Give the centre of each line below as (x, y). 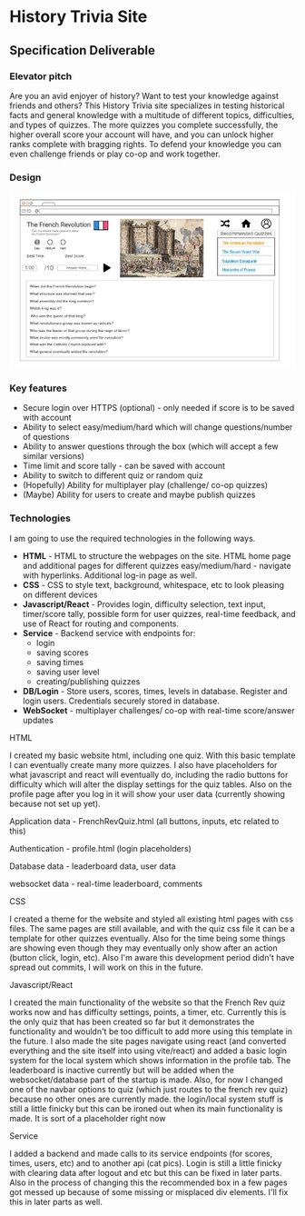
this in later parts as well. (56, 1201)
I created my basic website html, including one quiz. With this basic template (152, 755)
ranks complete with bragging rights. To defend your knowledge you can (145, 144)
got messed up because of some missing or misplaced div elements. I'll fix (149, 1191)
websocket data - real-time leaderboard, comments (106, 883)
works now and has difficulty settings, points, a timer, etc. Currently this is (148, 1012)
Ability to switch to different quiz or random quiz (113, 475)
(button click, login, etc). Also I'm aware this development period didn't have (152, 957)
